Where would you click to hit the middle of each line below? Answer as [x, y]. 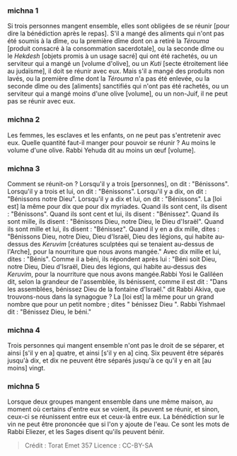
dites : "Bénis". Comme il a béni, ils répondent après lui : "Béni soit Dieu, [112, 259]
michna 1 [23, 11]
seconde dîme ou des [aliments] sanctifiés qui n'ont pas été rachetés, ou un [118, 86]
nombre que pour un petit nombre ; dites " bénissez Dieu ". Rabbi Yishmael [116, 304]
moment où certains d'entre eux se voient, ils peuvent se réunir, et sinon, [114, 409]
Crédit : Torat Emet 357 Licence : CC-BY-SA [89, 445]
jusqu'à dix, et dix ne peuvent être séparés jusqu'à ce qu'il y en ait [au [110, 360]
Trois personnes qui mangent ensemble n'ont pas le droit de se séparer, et [116, 346]
